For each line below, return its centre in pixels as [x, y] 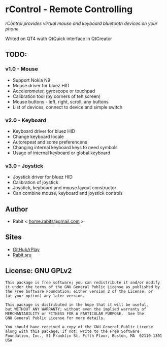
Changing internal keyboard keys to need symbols [65, 147]
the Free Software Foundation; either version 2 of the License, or [79, 291]
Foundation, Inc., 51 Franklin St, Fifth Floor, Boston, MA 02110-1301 [84, 336]
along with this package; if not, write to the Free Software [72, 331]
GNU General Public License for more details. [55, 318]
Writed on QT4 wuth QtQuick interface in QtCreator [59, 39]
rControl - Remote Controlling [69, 9]
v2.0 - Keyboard [26, 120]
